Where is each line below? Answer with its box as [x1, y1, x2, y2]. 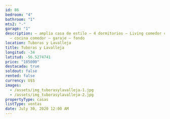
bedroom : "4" [5, 12, 33, 17]
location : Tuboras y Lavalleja [5, 41, 71, 46]
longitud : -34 [5, 50, 35, 55]
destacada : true [5, 64, 39, 69]
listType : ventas [5, 102, 42, 107]
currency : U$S [5, 78, 35, 83]
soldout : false [5, 69, 37, 74]
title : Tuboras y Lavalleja [5, 45, 65, 50]
